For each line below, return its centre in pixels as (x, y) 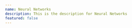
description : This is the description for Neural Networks (66, 14)
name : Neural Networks (28, 9)
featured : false (21, 18)
